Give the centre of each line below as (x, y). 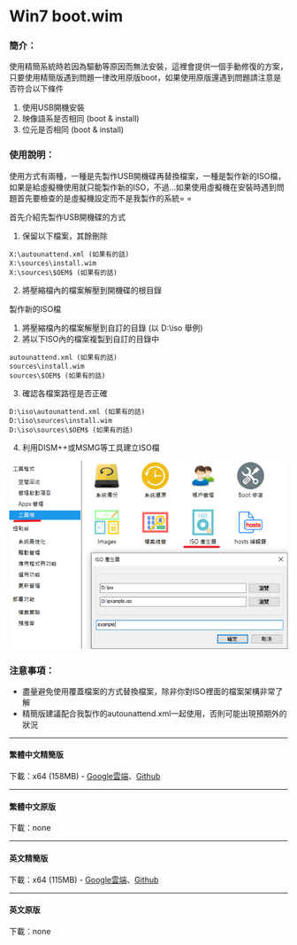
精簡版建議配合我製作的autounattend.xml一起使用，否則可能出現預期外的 (154, 713)
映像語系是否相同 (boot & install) (80, 119)
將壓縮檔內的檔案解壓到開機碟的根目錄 (91, 290)
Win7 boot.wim (66, 16)
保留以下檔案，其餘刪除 (65, 236)
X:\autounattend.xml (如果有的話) (69, 254)
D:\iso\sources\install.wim (61, 420)
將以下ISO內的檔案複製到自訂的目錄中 (91, 339)
